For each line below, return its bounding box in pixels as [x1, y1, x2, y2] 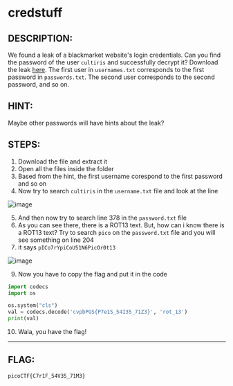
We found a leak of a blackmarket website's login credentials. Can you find [8, 51, 221, 59]
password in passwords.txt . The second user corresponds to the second [8, 73, 215, 81]
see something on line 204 [17, 236, 94, 244]
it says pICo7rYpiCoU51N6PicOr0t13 [17, 243, 116, 251]
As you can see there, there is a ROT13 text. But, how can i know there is [17, 220, 225, 229]
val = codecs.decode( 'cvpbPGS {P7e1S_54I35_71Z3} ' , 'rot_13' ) [8, 308, 188, 316]
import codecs [8, 283, 49, 290]
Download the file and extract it [17, 157, 108, 166]
